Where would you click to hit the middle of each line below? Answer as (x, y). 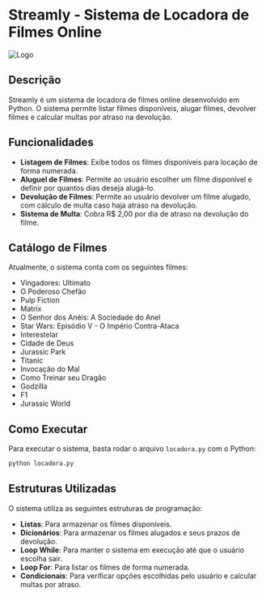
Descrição (35, 80)
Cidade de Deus (47, 343)
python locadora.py (41, 464)
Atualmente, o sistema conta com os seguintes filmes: (98, 267)
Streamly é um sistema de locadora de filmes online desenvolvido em (124, 100)
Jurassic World (45, 404)
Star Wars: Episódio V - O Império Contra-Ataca (99, 326)
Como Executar (48, 429)
